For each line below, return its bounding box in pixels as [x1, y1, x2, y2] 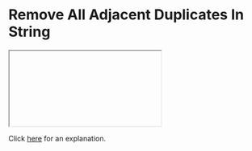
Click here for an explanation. [8, 133, 107, 143]
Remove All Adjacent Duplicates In [8, 6, 245, 24]
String [8, 22, 51, 41]
